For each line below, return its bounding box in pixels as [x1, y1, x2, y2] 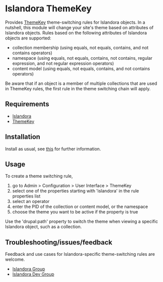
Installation [5, 133, 40, 141]
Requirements [5, 100, 49, 109]
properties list [12, 193, 41, 199]
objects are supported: [5, 35, 52, 41]
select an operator [12, 199, 50, 204]
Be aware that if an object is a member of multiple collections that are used [5, 80, 158, 86]
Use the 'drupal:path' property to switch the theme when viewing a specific [5, 218, 159, 225]
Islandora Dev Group [12, 271, 55, 277]
